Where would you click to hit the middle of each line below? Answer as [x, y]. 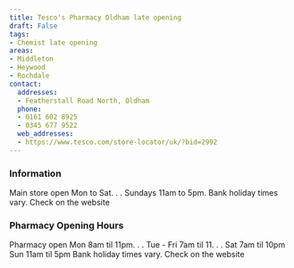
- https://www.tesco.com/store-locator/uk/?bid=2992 [118, 142]
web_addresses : [46, 134]
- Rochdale [29, 76]
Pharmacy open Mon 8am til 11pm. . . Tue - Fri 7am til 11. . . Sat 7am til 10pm [147, 245]
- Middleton [31, 59]
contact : [25, 84]
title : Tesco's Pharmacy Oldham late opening [95, 17]
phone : [29, 109]
